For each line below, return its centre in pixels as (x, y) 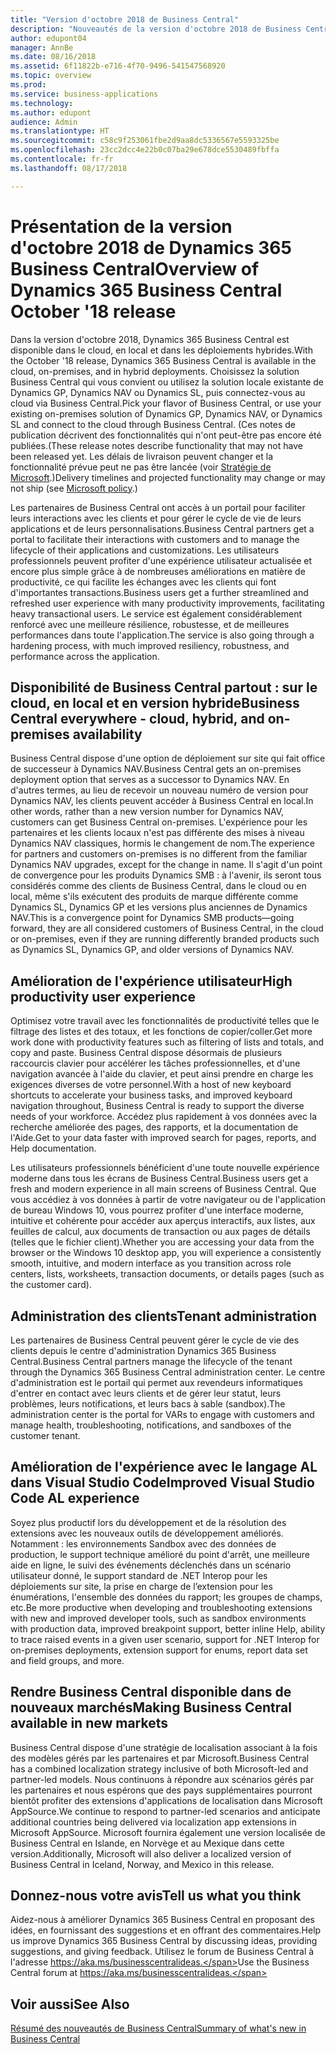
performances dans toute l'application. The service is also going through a (162, 635)
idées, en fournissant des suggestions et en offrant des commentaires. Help (166, 1930)
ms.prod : (28, 85)
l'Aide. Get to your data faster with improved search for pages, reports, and (163, 1138)
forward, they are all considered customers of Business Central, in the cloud (167, 928)
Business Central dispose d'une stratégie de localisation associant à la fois (164, 1747)
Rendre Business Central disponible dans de (151, 1692)
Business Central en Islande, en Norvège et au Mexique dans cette (147, 1843)
